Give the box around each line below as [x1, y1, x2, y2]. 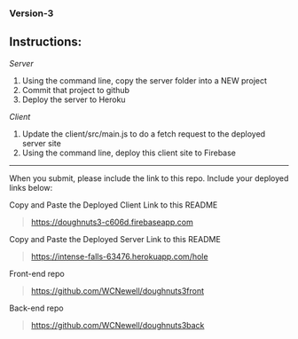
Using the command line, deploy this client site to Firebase [21, 147, 237, 158]
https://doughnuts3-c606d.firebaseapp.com [30, 217, 193, 227]
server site [21, 138, 62, 148]
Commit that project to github [21, 84, 130, 95]
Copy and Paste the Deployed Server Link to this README [9, 233, 222, 244]
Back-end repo [9, 303, 64, 313]
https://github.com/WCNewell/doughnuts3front [30, 285, 205, 296]
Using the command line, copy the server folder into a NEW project [21, 75, 268, 86]
